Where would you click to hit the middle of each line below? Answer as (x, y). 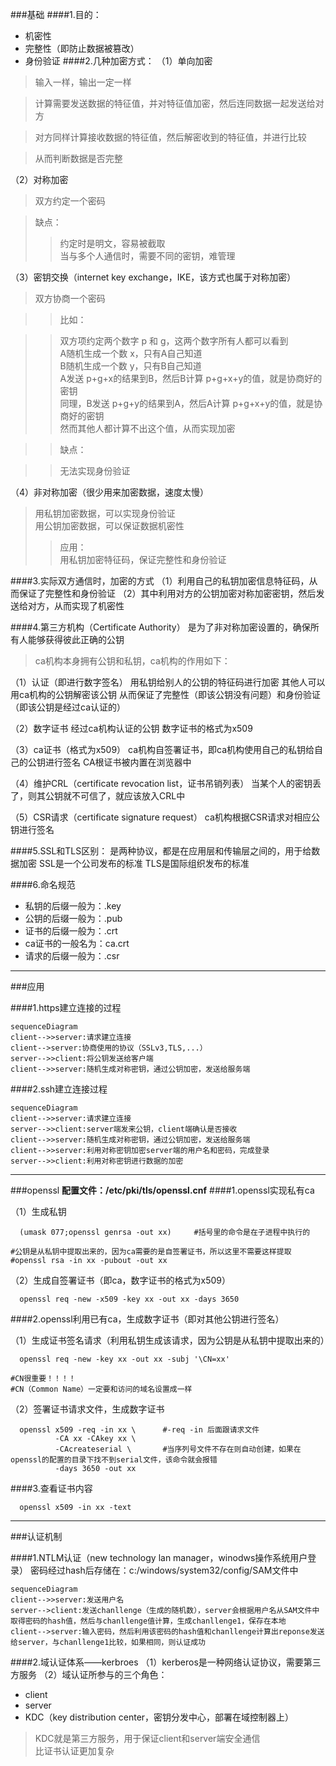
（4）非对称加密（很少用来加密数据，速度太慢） (110, 492)
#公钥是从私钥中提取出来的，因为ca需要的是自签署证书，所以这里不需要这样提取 (151, 1252)
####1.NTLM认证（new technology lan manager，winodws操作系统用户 (159, 1557)
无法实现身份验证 (95, 471)
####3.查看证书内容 (51, 1488)
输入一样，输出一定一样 (83, 82)
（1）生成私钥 (38, 1211)
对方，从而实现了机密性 (76, 606)
